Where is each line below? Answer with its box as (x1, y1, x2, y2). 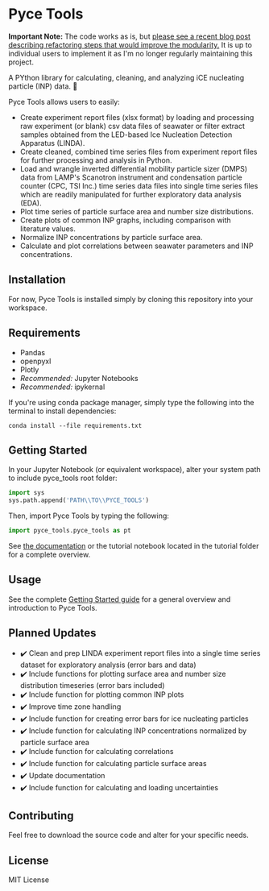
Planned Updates (8, 626, 97, 640)
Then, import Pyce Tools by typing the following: (8, 511, 169, 520)
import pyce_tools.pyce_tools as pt (8, 527, 131, 535)
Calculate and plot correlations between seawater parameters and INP (19, 241, 254, 251)
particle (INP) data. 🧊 (8, 81, 78, 91)
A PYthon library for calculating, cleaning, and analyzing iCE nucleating (8, 73, 245, 82)
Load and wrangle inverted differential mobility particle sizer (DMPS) (19, 164, 248, 173)
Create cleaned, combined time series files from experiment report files (19, 147, 258, 156)
